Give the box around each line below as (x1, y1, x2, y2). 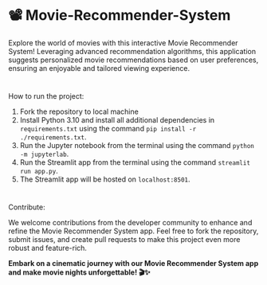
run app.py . (19, 166, 58, 176)
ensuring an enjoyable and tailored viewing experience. (8, 63, 190, 72)
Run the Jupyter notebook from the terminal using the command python (19, 141, 255, 150)
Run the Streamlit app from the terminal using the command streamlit (19, 158, 251, 167)
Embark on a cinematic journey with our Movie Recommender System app (8, 259, 259, 268)
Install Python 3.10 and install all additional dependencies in (19, 115, 215, 125)
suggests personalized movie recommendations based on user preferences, (8, 55, 259, 64)
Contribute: (8, 202, 45, 212)
